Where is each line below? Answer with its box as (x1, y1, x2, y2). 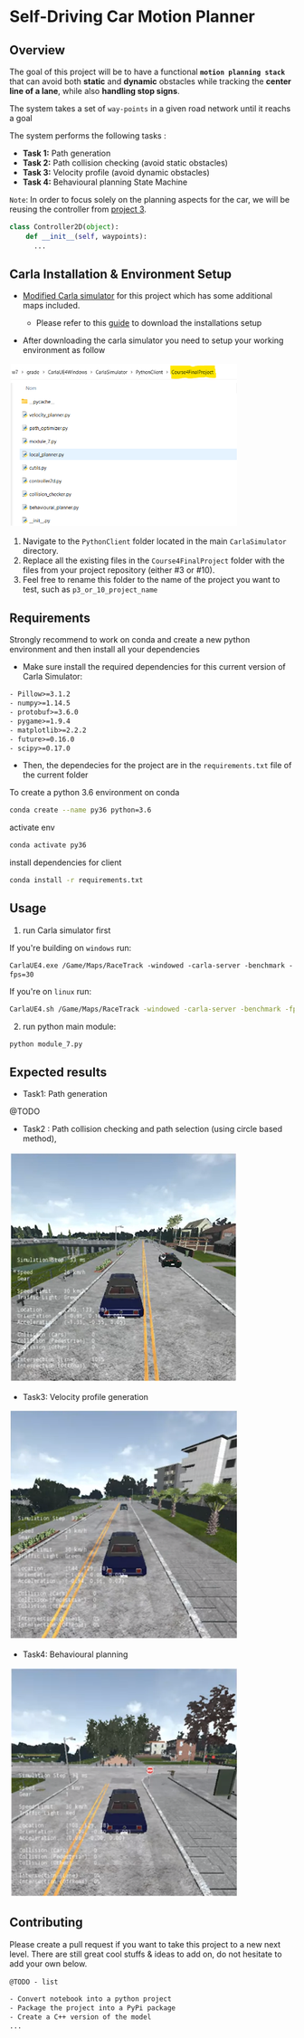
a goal (9, 113, 33, 123)
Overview (9, 43, 66, 58)
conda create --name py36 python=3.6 (9, 805, 152, 815)
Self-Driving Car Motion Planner (9, 6, 255, 27)
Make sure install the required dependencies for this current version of (22, 662, 287, 672)
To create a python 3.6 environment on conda (9, 787, 180, 798)
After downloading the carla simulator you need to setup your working (22, 335, 284, 346)
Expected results (9, 1064, 107, 1080)
